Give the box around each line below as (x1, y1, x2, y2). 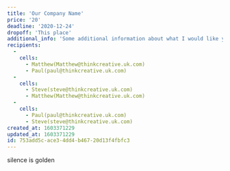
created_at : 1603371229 (7, 124, 75, 131)
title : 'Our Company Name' (7, 10, 84, 17)
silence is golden (7, 156, 55, 164)
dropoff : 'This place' (7, 29, 72, 36)
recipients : (7, 42, 41, 49)
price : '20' (7, 16, 41, 23)
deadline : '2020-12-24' (7, 23, 75, 29)
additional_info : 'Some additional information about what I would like (7, 36, 219, 42)
